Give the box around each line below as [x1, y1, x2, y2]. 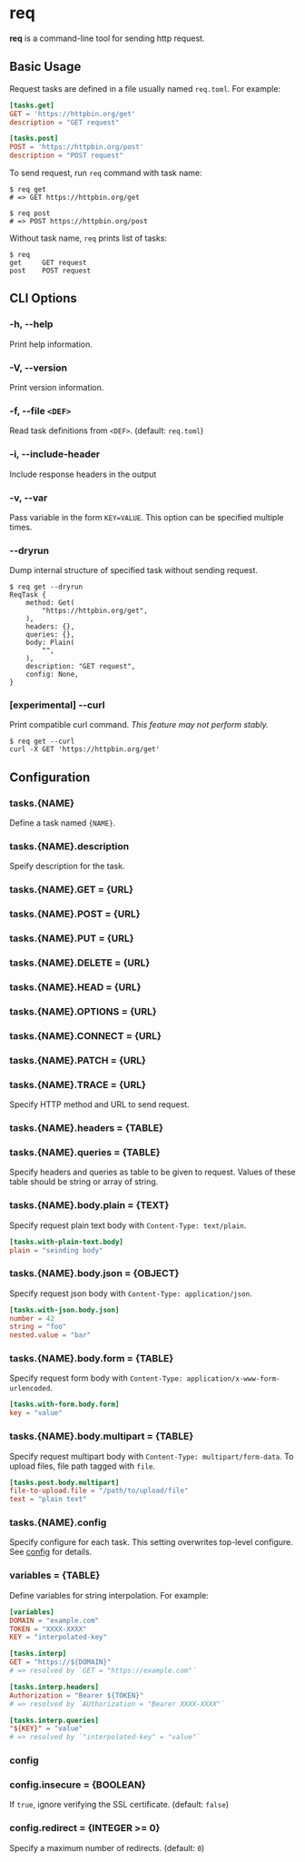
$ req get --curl [9, 737, 75, 747]
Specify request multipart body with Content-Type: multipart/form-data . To [9, 1451, 294, 1461]
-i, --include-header [9, 448, 101, 461]
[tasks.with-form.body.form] [9, 1400, 120, 1410]
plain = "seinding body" [9, 1245, 103, 1255]
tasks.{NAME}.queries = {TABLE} [9, 1145, 161, 1158]
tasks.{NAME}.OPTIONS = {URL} [9, 1005, 157, 1017]
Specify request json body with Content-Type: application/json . [9, 1288, 252, 1299]
